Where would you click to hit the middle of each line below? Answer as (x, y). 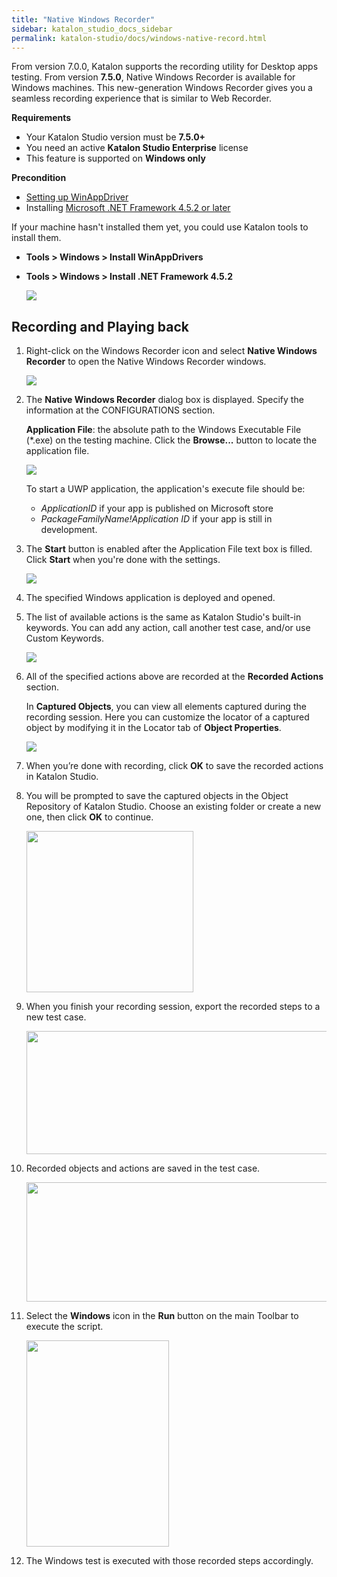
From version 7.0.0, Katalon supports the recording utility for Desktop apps (165, 67)
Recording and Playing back (100, 326)
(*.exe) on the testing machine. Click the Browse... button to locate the (171, 440)
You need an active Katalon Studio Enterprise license (137, 148)
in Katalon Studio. (62, 777)
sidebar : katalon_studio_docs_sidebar (92, 29)
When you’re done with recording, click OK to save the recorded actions (174, 766)
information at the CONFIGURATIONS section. (120, 410)
